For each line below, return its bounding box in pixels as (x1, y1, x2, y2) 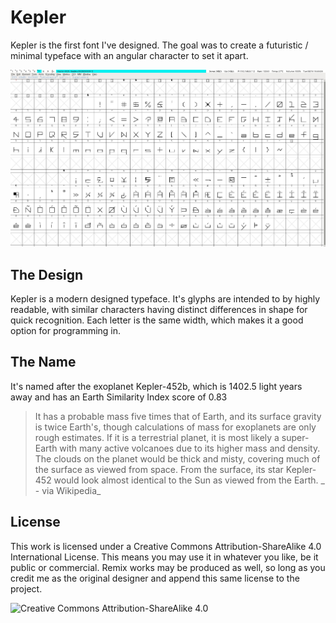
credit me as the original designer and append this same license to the (10, 572, 300, 584)
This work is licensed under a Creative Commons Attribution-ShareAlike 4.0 (10, 540, 322, 552)
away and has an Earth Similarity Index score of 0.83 (10, 391, 228, 403)
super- (281, 431, 310, 443)
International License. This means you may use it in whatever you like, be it (10, 551, 319, 563)
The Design (10, 266, 84, 283)
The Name (10, 354, 77, 371)
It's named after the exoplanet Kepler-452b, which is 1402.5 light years (10, 380, 303, 392)
